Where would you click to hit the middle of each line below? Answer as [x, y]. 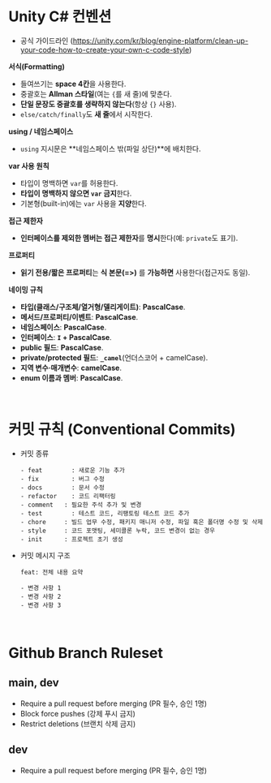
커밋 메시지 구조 [45, 555]
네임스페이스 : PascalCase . [63, 327]
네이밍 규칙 [26, 290]
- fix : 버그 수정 [62, 479]
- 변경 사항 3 [41, 605]
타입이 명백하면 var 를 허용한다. [69, 183]
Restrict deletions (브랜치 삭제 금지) [78, 724]
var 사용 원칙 [29, 166]
